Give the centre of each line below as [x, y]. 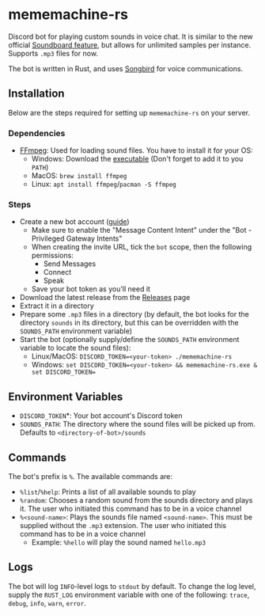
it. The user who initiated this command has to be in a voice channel [131, 508]
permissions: [52, 256]
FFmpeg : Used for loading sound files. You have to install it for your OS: [136, 150]
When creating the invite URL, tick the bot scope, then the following [141, 247]
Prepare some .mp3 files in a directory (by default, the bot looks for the [134, 314]
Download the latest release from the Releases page [105, 298]
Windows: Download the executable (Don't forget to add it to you [137, 159]
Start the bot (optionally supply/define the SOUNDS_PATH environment [129, 340]
